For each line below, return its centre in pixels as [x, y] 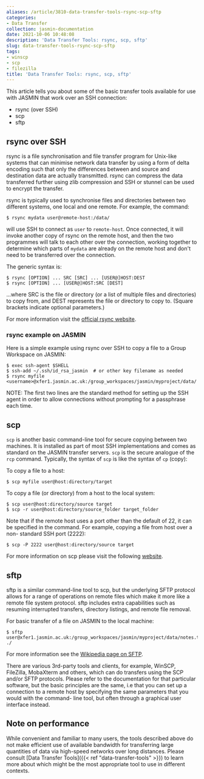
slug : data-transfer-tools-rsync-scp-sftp [61, 46]
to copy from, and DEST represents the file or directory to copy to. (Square [100, 301]
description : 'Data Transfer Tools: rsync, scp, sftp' [77, 40]
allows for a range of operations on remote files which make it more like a [98, 596]
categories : [21, 18]
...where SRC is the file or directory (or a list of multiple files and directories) [101, 295]
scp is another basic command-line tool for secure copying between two [97, 440]
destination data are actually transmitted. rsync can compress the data [95, 176]
